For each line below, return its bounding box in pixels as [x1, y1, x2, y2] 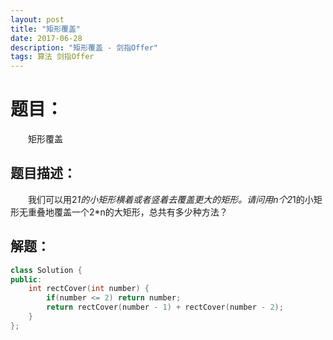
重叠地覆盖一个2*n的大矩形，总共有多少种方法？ [27, 206, 228, 218]
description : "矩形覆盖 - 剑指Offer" [10, 42, 159, 53]
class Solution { [10, 265, 83, 275]
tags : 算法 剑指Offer [10, 52, 95, 62]
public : [10, 274, 43, 285]
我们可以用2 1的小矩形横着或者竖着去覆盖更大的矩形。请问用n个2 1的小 [27, 193, 314, 205]
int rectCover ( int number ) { [28, 284, 150, 294]
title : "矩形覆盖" [10, 24, 82, 34]
